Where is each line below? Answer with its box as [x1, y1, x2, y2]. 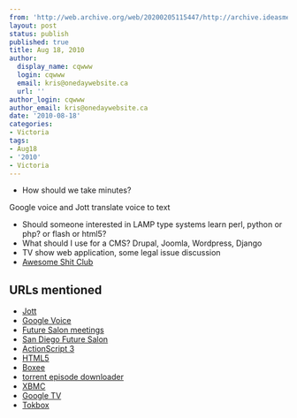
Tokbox [21, 399, 50, 411]
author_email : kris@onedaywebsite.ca [9, 103, 148, 112]
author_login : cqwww [9, 95, 86, 104]
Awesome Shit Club [21, 257, 94, 268]
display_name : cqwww [17, 63, 93, 72]
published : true [9, 37, 69, 47]
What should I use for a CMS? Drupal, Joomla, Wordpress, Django [21, 238, 263, 248]
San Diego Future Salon [21, 334, 109, 345]
